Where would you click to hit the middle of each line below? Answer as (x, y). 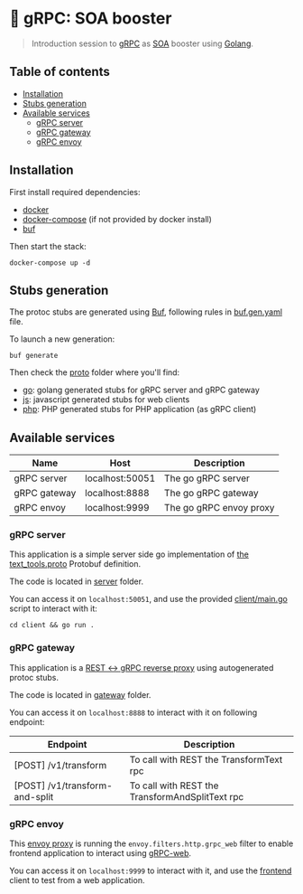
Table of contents (60, 72)
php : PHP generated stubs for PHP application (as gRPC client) (139, 409)
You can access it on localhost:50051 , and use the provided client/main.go (149, 599)
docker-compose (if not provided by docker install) (117, 219)
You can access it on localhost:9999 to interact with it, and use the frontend (151, 870)
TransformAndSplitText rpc (187, 796)
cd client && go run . (52, 626)
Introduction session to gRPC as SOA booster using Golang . (142, 43)
